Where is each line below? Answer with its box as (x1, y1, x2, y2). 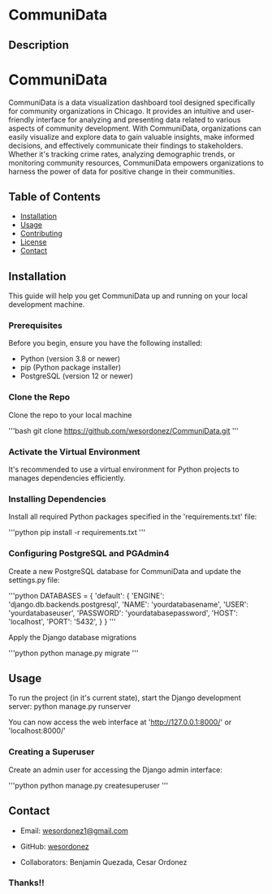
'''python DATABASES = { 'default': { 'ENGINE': (8, 590, 165, 600)
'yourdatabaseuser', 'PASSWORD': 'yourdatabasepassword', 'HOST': (8, 607, 238, 618)
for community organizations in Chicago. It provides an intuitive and (8, 106, 235, 115)
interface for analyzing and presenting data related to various (36, 114, 241, 124)
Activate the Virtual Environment (8, 446, 140, 457)
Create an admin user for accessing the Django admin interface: (8, 765, 223, 775)
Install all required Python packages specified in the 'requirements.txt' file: (8, 512, 257, 521)
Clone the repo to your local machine (8, 410, 132, 420)
